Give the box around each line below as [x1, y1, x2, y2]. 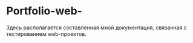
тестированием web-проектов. [6, 30, 87, 37]
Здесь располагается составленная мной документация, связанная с [6, 24, 188, 31]
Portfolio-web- [6, 4, 83, 18]
